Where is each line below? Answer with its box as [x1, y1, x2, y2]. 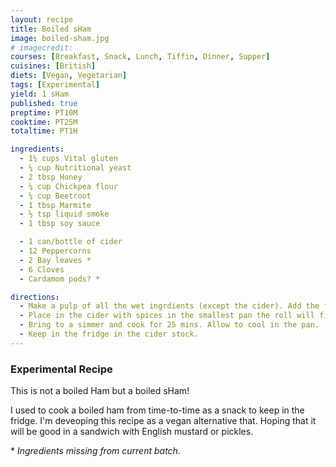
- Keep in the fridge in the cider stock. [19, 329, 199, 339]
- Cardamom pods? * [19, 274, 101, 284]
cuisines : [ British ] [10, 61, 97, 71]
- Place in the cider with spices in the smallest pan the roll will [19, 311, 315, 321]
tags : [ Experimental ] [10, 80, 101, 90]
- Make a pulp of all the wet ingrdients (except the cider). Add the [19, 301, 320, 311]
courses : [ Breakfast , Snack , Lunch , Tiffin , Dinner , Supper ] [10, 52, 271, 62]
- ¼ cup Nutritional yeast [19, 163, 132, 173]
